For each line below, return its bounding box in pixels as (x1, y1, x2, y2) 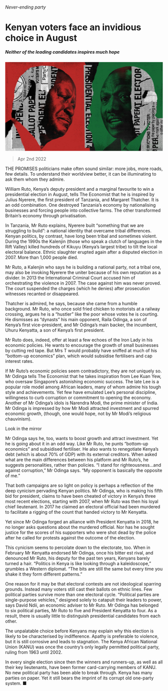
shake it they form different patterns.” (5, 571, 82, 577)
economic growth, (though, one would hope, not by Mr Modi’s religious (5, 410, 151, 417)
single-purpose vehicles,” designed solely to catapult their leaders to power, (5, 597, 162, 603)
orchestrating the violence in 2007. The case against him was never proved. (5, 280, 161, 286)
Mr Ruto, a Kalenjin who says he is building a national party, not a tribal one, (5, 264, 161, 270)
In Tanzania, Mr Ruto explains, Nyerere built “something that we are (5, 222, 144, 228)
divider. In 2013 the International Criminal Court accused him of (5, 275, 135, 281)
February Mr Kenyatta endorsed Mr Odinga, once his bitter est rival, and (5, 550, 153, 556)
